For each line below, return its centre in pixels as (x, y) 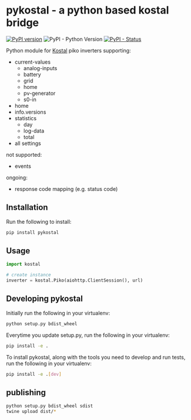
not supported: (24, 154)
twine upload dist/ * (31, 412)
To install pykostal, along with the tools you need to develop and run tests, (96, 357)
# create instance (29, 275)
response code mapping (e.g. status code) (66, 188)
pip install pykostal (33, 232)
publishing (26, 392)
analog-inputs (40, 68)
